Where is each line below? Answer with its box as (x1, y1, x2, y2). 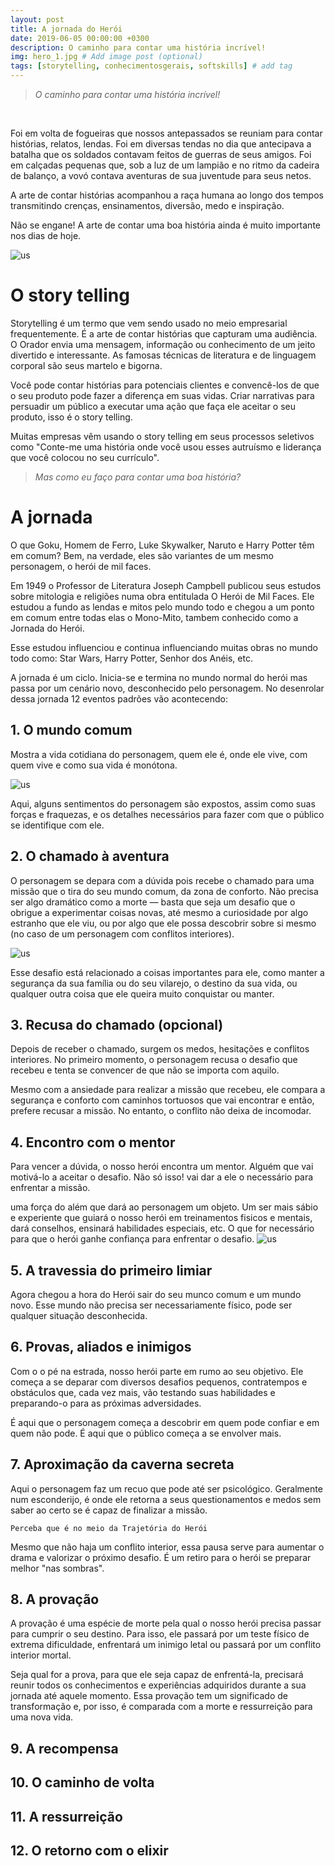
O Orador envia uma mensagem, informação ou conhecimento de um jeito (10, 338, 316, 350)
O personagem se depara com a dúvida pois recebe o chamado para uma (10, 874, 315, 886)
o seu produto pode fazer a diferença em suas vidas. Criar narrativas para (10, 389, 315, 401)
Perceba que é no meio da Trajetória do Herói (10, 1523, 208, 1533)
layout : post (10, 14, 65, 25)
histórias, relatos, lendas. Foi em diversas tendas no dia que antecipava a (10, 138, 312, 150)
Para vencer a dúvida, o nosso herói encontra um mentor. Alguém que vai (10, 1161, 314, 1173)
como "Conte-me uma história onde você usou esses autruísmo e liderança (10, 441, 322, 453)
